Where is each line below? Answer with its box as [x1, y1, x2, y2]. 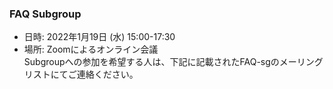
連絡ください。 [76, 68, 139, 81]
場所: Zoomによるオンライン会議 [23, 43, 159, 56]
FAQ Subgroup [9, 7, 82, 21]
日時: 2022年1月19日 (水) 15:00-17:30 [23, 31, 176, 43]
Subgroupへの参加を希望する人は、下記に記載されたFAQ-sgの [23, 56, 280, 68]
